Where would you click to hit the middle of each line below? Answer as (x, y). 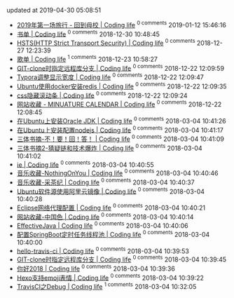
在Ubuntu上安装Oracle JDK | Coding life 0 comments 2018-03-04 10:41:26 (121, 120)
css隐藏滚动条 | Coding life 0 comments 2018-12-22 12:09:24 (102, 95)
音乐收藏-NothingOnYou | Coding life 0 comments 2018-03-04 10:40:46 (117, 172)
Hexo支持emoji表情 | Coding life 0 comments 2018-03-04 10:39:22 (110, 277)
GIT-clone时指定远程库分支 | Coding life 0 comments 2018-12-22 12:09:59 (121, 67)
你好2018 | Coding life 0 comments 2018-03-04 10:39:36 (96, 268)
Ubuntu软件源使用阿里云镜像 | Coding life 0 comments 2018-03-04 (110, 191)
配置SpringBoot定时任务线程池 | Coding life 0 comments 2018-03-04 (113, 234)
